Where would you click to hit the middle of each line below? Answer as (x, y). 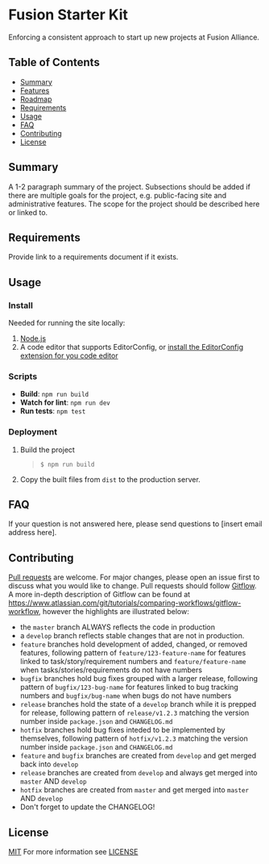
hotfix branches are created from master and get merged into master (134, 790)
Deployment (33, 432)
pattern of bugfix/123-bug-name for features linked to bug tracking (129, 687)
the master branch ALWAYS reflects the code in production (118, 627)
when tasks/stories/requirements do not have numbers (111, 670)
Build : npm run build (54, 394)
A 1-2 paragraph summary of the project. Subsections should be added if (130, 186)
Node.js (33, 339)
